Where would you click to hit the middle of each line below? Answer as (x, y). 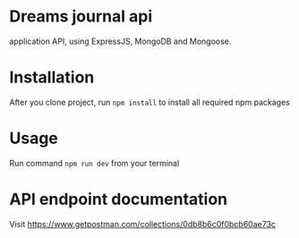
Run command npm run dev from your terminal (94, 163)
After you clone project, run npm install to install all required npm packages (150, 102)
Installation (52, 77)
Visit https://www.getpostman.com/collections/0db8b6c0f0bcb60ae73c (142, 224)
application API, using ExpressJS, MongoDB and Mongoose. (120, 41)
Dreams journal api (81, 17)
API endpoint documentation (119, 200)
